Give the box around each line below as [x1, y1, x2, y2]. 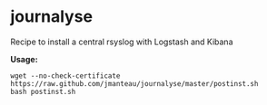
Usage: [10, 53, 39, 64]
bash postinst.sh [10, 87, 76, 96]
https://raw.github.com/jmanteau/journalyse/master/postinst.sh [10, 79, 259, 88]
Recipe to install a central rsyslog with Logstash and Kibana [10, 36, 233, 47]
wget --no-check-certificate [10, 71, 121, 81]
